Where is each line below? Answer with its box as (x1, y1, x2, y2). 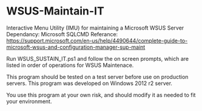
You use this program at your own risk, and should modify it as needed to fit (6, 91, 196, 98)
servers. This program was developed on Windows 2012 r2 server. (6, 80, 173, 87)
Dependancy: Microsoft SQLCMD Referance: (6, 30, 118, 37)
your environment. (6, 98, 52, 105)
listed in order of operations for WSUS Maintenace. (6, 62, 134, 69)
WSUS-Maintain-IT (6, 4, 104, 18)
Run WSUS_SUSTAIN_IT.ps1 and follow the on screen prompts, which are (6, 55, 189, 62)
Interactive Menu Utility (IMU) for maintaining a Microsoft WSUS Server (6, 24, 184, 31)
